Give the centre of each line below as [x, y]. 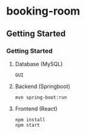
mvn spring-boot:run [41, 97]
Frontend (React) [36, 109]
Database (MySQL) [39, 64]
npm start [28, 125]
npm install [30, 119]
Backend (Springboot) [43, 86]
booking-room [43, 11]
